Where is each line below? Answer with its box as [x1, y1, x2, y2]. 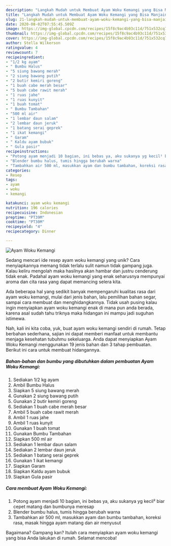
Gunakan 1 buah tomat [13, 425, 60, 431]
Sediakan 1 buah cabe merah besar [13, 403, 87, 409]
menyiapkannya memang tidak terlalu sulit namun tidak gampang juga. [6, 262, 154, 268]
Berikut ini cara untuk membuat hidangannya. [6, 347, 101, 353]
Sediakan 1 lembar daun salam [13, 441, 77, 447]
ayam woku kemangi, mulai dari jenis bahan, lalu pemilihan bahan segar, [6, 294, 157, 300]
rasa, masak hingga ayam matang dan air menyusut [13, 520, 121, 526]
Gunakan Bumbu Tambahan [13, 430, 72, 436]
